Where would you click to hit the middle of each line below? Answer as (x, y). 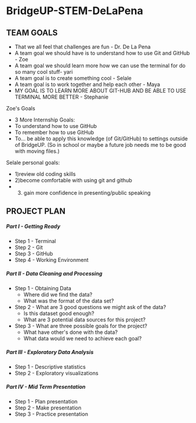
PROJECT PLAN (36, 212)
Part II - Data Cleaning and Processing (54, 273)
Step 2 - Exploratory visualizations (56, 373)
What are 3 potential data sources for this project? (84, 320)
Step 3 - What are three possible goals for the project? (81, 326)
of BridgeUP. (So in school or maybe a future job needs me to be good (100, 145)
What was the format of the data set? (68, 301)
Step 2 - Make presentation (48, 408)
